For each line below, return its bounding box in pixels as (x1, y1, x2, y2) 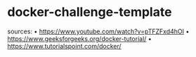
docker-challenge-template (7, 4, 172, 20)
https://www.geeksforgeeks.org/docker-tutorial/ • (7, 34, 152, 42)
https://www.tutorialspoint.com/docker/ (7, 42, 122, 50)
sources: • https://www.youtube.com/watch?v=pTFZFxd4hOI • (7, 27, 190, 35)
